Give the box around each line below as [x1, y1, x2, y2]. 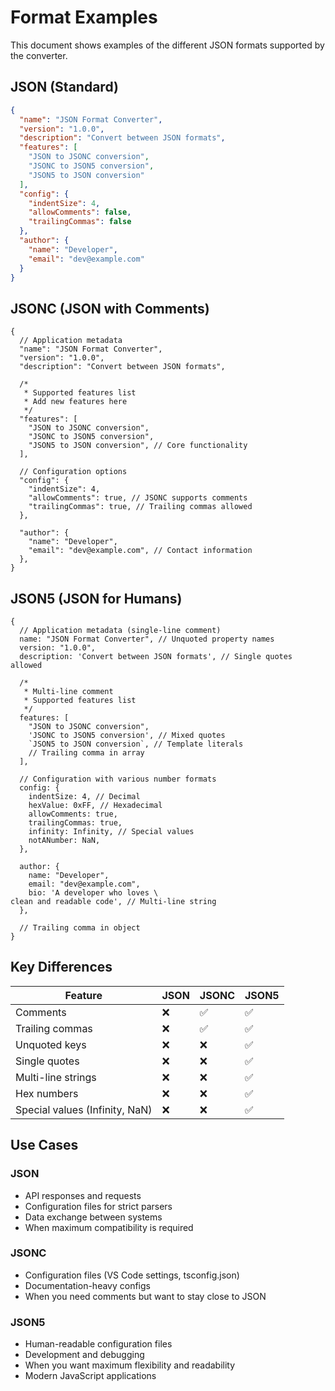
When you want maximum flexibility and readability [24, 1359, 236, 1371]
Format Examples [10, 6, 158, 29]
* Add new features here [23, 397, 128, 407]
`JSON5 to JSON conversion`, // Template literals [28, 739, 244, 749]
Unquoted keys [15, 1037, 87, 1051]
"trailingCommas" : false [28, 217, 132, 227]
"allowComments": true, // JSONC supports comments [28, 493, 248, 503]
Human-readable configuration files [24, 1338, 173, 1350]
